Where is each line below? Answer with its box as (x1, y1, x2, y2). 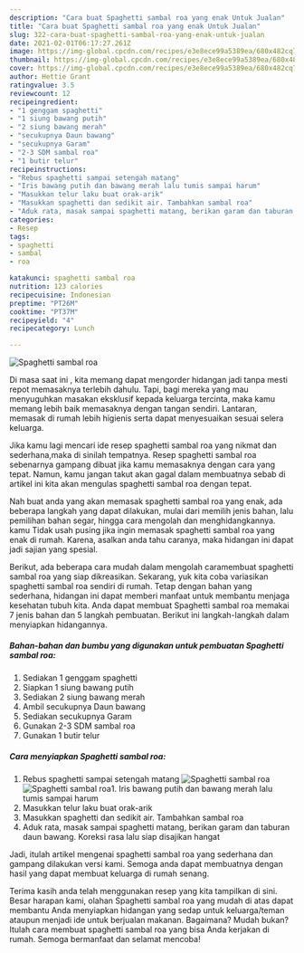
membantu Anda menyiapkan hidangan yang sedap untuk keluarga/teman (9, 905, 285, 916)
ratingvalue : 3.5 (9, 81, 75, 90)
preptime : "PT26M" (9, 299, 79, 308)
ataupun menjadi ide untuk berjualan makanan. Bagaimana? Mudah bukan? (9, 915, 290, 926)
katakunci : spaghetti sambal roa (9, 273, 136, 283)
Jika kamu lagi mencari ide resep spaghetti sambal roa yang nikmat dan (9, 440, 278, 451)
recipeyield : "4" (9, 316, 75, 325)
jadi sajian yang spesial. (9, 544, 98, 555)
